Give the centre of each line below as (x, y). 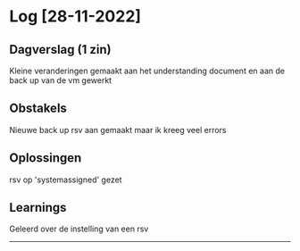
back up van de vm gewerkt (61, 80)
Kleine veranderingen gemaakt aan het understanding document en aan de (147, 71)
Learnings (38, 208)
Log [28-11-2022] (75, 17)
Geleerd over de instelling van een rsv (79, 229)
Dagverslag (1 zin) (60, 50)
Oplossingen (46, 158)
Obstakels (38, 109)
